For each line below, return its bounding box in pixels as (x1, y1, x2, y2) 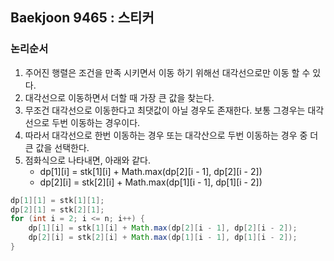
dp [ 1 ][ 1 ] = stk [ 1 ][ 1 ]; (10, 195, 105, 205)
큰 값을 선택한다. (24, 141, 90, 153)
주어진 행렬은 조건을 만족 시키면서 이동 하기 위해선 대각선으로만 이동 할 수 (24, 66, 311, 78)
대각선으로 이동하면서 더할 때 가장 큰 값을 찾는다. (24, 91, 215, 103)
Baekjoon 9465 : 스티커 (10, 9, 155, 27)
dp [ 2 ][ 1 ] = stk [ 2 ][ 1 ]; (10, 204, 105, 215)
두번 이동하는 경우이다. (51, 116, 141, 128)
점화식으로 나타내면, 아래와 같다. (24, 154, 151, 166)
